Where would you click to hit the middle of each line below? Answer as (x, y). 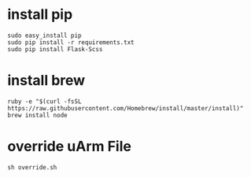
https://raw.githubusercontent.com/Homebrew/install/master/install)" (125, 108)
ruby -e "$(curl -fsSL (44, 101)
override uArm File (69, 146)
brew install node (37, 115)
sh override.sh (32, 167)
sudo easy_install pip (44, 35)
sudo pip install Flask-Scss (55, 49)
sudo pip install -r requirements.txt (71, 42)
